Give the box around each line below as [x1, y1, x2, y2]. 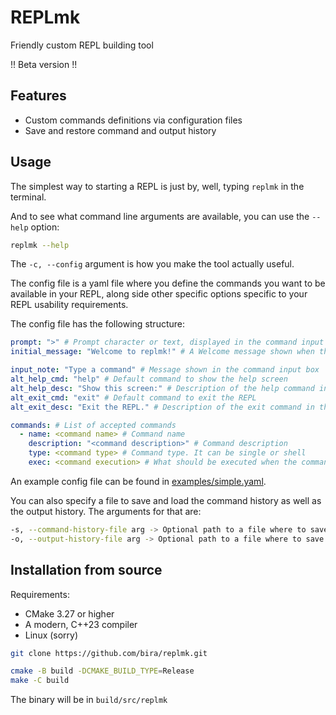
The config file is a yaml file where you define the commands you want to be [10, 277, 326, 290]
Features [10, 87, 67, 105]
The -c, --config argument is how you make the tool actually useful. [10, 258, 295, 270]
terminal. [10, 191, 47, 203]
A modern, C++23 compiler [24, 618, 138, 630]
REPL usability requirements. [10, 299, 129, 311]
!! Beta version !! [10, 58, 78, 70]
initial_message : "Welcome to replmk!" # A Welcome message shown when [10, 347, 315, 357]
